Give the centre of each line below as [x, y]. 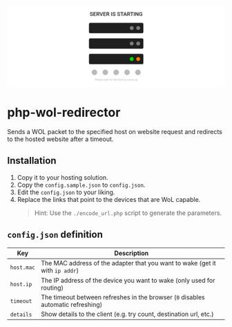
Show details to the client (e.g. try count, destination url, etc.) [127, 314]
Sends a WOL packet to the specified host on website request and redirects [115, 131]
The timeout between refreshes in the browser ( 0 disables [123, 297]
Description [132, 253]
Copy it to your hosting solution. [62, 177]
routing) [52, 288]
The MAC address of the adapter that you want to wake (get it [128, 263]
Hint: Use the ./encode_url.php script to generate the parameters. [128, 213]
